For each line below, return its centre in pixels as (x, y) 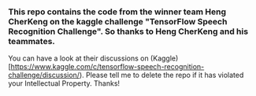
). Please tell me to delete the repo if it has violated (161, 75)
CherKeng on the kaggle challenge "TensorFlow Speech (118, 21)
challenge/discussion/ (44, 75)
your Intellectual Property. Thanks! (64, 83)
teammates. (32, 41)
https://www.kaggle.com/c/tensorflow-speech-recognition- (108, 67)
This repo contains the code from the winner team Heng (117, 12)
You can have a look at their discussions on (78, 58)
